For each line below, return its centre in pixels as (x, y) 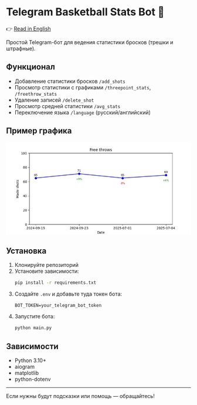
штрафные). (21, 48)
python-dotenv (33, 379)
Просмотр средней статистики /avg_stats (67, 106)
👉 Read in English (28, 28)
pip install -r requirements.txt (55, 283)
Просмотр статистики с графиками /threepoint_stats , (83, 87)
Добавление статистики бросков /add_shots (70, 81)
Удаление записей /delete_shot (54, 100)
